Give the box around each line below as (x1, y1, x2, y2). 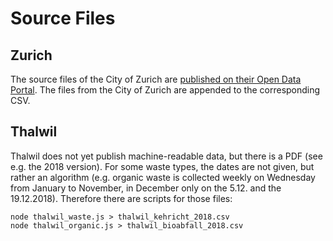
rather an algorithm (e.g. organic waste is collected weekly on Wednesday (10, 171, 316, 183)
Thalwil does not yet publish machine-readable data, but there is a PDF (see (10, 150, 323, 162)
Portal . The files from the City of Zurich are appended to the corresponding (10, 84, 321, 96)
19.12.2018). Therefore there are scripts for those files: (10, 192, 233, 204)
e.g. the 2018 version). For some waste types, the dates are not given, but (10, 160, 315, 172)
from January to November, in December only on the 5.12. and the (10, 182, 282, 194)
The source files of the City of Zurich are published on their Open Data (10, 73, 302, 85)
